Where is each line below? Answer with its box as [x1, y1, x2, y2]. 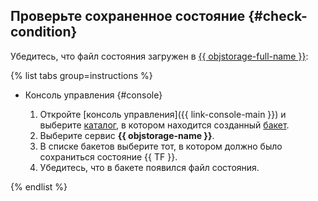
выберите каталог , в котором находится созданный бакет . [39, 119, 290, 131]
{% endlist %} [10, 180, 68, 193]
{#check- [248, 8, 308, 25]
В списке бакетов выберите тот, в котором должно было [39, 140, 283, 152]
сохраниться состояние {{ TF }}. [39, 150, 178, 163]
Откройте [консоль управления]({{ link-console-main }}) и [39, 108, 287, 120]
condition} [10, 24, 78, 41]
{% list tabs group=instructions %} [10, 69, 153, 81]
